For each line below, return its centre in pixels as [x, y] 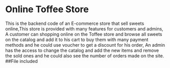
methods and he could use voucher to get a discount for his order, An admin [85, 45]
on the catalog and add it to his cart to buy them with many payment [77, 40]
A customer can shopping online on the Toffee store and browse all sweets [84, 34]
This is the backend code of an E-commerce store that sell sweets [75, 23]
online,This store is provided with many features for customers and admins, [84, 28]
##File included [22, 61]
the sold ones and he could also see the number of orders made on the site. [85, 56]
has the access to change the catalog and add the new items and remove [82, 50]
